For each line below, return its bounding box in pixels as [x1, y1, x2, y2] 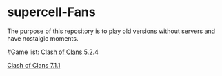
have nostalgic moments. [7, 34, 79, 42]
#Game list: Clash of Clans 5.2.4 [7, 48, 99, 56]
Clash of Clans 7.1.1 [7, 61, 61, 69]
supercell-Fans [7, 4, 96, 20]
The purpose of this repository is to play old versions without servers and [7, 27, 216, 35]
